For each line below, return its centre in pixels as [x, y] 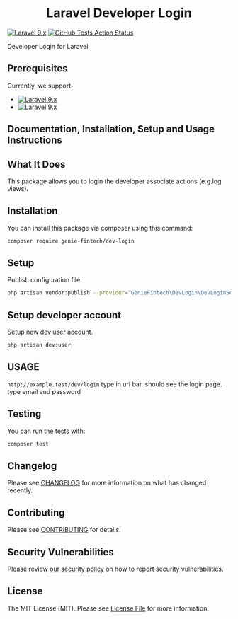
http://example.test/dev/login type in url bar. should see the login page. [115, 384]
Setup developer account [64, 315]
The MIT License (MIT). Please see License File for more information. [108, 608]
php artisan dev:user [39, 345]
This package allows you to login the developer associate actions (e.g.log [114, 181]
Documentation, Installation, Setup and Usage [111, 129]
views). [18, 188]
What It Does [36, 164]
